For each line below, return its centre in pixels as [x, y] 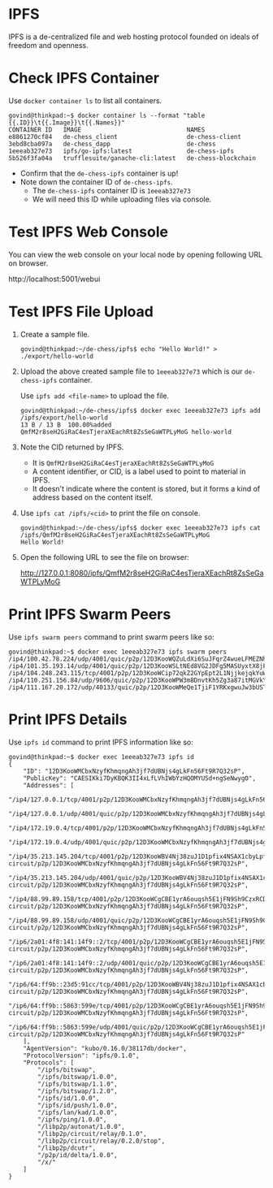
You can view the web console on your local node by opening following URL [135, 254]
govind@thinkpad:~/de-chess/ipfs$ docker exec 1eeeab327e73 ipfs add [141, 410]
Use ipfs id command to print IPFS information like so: [101, 742]
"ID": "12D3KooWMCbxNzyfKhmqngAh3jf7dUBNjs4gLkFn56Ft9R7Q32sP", [134, 771]
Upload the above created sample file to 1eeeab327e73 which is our [131, 371]
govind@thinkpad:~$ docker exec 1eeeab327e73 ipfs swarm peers [118, 652]
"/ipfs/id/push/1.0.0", [78, 1105]
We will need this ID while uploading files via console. [122, 199]
